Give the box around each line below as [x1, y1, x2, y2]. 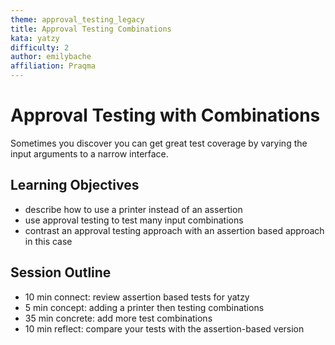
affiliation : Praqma [10, 61, 97, 71]
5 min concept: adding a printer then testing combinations [24, 301, 265, 313]
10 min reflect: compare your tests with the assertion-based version [24, 322, 305, 335]
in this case [24, 235, 73, 247]
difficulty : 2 [10, 42, 70, 53]
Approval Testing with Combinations [10, 104, 321, 127]
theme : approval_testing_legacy [10, 14, 145, 25]
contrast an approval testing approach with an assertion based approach [24, 224, 325, 236]
